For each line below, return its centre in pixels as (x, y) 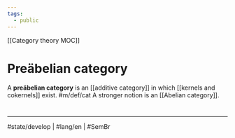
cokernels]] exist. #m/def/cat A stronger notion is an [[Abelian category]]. (113, 95)
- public (26, 20)
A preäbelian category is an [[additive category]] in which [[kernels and (111, 88)
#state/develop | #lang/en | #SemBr (59, 126)
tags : (15, 14)
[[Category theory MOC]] (44, 40)
